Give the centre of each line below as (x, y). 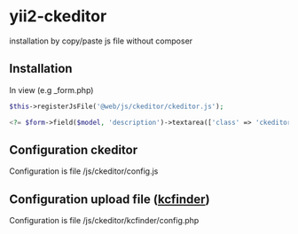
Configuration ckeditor (74, 149)
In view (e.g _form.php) (51, 90)
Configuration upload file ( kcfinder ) (110, 199)
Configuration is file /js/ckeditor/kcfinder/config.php (104, 221)
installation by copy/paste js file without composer (101, 41)
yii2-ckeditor (58, 16)
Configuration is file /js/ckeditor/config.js (84, 171)
